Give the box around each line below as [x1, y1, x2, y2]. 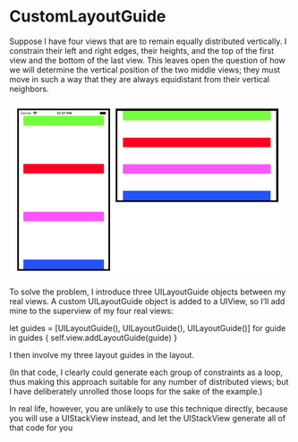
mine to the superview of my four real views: [9, 305, 174, 316]
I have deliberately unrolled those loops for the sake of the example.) [9, 386, 263, 396]
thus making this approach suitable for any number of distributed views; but [9, 376, 289, 387]
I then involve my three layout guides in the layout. [9, 349, 195, 360]
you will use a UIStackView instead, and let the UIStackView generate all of [9, 412, 286, 423]
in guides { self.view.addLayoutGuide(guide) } [9, 332, 177, 343]
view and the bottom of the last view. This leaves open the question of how [9, 55, 286, 65]
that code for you [9, 422, 73, 433]
